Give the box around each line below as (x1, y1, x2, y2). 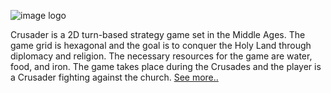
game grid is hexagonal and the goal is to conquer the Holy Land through (10, 40, 312, 51)
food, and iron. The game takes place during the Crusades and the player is (10, 61, 322, 72)
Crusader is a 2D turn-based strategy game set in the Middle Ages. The (10, 29, 306, 40)
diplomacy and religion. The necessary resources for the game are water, (10, 50, 313, 62)
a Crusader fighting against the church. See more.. (10, 71, 219, 83)
